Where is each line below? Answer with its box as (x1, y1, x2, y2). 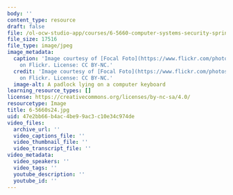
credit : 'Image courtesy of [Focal (13, 68, 116, 75)
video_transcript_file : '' (13, 145, 92, 152)
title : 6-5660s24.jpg (7, 106, 70, 113)
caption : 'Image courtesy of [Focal (13, 55, 119, 62)
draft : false (7, 23, 45, 30)
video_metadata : (7, 151, 54, 159)
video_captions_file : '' (13, 132, 85, 139)
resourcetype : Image (7, 100, 67, 107)
